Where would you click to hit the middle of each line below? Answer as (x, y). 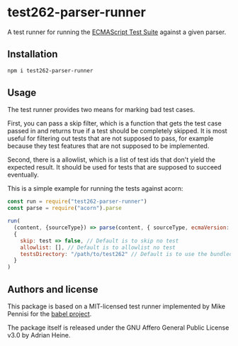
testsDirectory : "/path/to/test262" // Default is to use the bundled (126, 254)
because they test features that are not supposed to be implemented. (108, 146)
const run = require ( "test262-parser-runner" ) (77, 202)
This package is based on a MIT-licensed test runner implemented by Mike (116, 306)
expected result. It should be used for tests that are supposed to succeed (114, 167)
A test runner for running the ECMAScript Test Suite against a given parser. (117, 32)
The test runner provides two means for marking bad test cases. (101, 110)
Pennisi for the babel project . (50, 314)
